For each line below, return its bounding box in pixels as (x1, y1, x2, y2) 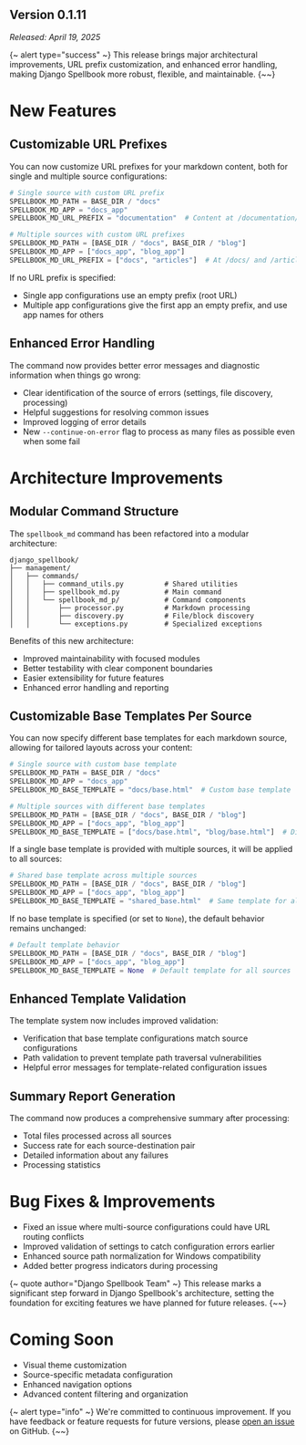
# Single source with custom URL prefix (9, 188, 166, 197)
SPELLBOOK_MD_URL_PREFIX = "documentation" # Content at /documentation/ (9, 213, 300, 223)
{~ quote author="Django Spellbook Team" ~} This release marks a (9, 1278, 262, 1289)
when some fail (22, 435, 80, 446)
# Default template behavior (9, 940, 120, 950)
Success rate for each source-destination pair (22, 1140, 196, 1151)
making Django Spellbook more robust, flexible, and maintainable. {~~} (9, 68, 276, 79)
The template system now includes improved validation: (9, 1015, 219, 1026)
